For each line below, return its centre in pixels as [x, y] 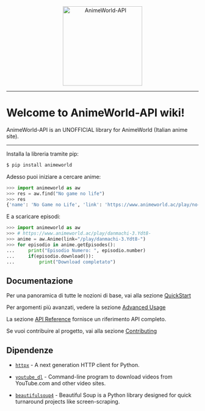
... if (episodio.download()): [50, 256]
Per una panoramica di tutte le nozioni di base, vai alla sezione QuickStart [99, 296]
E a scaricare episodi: [34, 217]
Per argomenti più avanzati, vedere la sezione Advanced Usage [86, 307]
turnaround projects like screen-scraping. [67, 402]
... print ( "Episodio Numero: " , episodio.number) [76, 250]
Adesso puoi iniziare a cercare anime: [54, 176]
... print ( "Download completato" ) [61, 262]
